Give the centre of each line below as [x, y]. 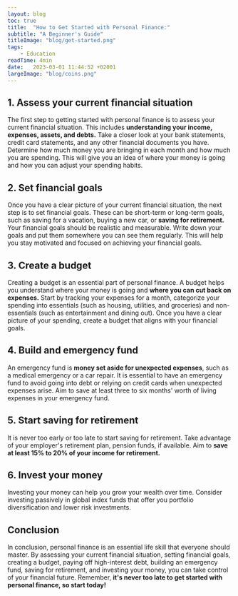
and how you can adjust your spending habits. [75, 166]
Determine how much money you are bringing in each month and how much [119, 150]
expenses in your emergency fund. [58, 398]
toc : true [22, 21]
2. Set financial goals [55, 187]
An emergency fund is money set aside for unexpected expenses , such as [118, 368]
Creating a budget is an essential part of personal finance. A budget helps [116, 282]
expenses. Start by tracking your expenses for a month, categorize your [114, 298]
